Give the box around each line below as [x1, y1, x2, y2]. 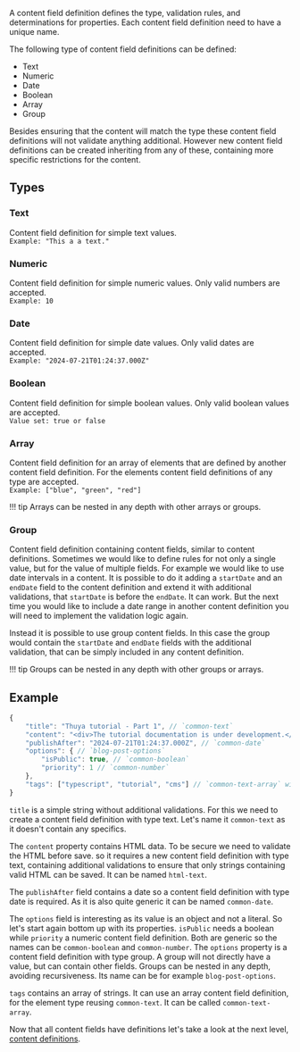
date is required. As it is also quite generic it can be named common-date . [9, 896, 274, 906]
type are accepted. [9, 476, 79, 487]
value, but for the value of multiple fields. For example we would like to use [9, 563, 285, 574]
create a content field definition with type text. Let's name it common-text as [9, 814, 286, 824]
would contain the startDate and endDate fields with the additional [9, 638, 252, 648]
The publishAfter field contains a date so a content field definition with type [9, 886, 290, 897]
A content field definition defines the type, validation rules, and [9, 8, 241, 18]
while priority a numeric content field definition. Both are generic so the [9, 932, 278, 943]
